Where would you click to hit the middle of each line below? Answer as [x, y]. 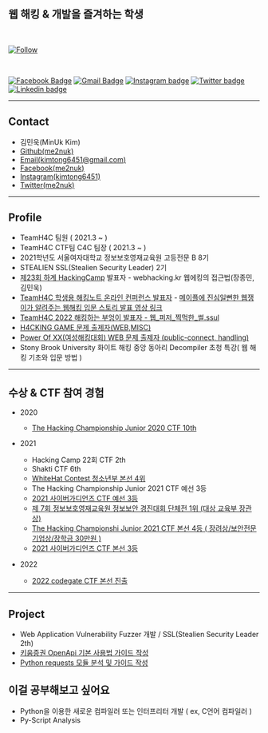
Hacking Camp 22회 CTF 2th [79, 460]
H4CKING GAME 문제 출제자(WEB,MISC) [85, 328]
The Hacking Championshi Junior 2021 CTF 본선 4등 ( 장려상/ [131, 528]
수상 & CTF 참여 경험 [56, 393]
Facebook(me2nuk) [52, 168]
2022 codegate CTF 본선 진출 [80, 581]
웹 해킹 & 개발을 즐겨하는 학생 [76, 14]
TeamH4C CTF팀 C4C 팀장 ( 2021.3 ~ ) [83, 248]
